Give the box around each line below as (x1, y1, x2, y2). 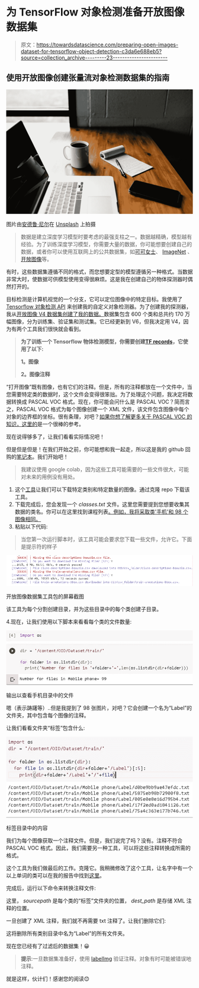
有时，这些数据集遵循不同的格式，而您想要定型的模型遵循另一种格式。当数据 (6, 268, 193, 275)
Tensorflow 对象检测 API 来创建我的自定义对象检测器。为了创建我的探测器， (6, 303, 191, 310)
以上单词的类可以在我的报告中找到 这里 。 (6, 871, 105, 879)
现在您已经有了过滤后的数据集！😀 (6, 942, 90, 949)
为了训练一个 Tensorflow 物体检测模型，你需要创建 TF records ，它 (20, 338, 184, 345)
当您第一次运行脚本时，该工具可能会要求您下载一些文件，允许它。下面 (20, 536, 192, 543)
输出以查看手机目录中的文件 (6, 692, 74, 699)
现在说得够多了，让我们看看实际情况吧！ (6, 433, 105, 440)
